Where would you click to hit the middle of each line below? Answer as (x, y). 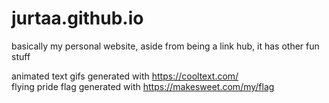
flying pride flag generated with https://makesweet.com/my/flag (143, 86)
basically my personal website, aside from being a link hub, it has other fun (165, 46)
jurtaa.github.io (77, 18)
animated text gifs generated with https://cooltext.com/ (125, 76)
